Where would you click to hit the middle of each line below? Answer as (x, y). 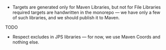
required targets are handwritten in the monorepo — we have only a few (86, 12)
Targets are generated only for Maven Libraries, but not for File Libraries (86, 7)
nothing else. (26, 42)
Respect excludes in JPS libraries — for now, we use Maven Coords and (86, 37)
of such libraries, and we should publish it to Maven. (66, 18)
